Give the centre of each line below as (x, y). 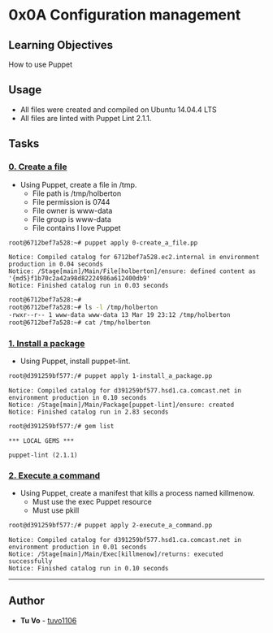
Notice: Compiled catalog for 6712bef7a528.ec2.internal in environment (134, 258)
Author (26, 601)
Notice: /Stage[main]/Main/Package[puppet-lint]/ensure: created (121, 405)
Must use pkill (56, 510)
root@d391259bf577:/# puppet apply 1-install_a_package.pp (110, 376)
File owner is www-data (72, 210)
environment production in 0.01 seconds (78, 547)
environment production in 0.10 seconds (78, 398)
